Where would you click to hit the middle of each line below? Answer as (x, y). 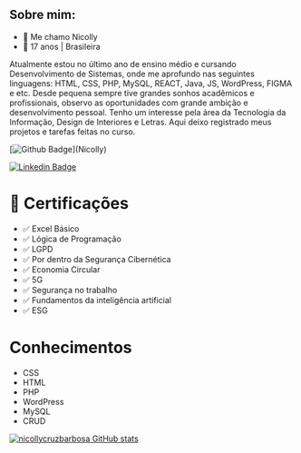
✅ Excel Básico (51, 228)
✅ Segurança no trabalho (70, 290)
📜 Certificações (69, 203)
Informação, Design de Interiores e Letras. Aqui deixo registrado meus (141, 122)
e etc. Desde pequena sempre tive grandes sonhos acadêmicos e (132, 93)
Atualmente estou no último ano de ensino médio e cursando (123, 64)
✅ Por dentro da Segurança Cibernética (97, 259)
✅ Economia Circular (61, 269)
